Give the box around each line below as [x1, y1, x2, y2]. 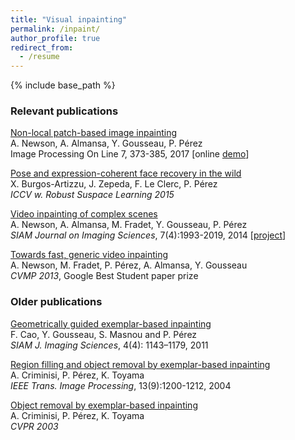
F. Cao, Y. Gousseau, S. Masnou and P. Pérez [10, 328, 198, 340]
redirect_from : [10, 42, 74, 53]
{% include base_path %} [10, 79, 116, 91]
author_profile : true [10, 33, 101, 43]
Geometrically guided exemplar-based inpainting [10, 317, 212, 330]
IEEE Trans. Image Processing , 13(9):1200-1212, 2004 [10, 379, 232, 391]
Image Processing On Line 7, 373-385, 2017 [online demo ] [10, 148, 250, 160]
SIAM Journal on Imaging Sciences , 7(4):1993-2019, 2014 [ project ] [10, 229, 287, 241]
